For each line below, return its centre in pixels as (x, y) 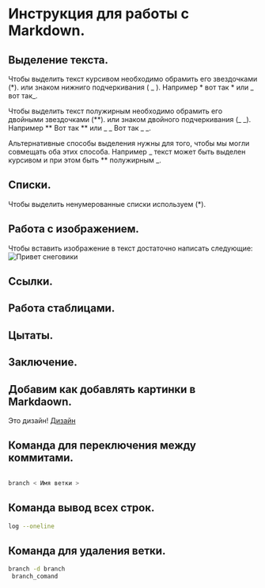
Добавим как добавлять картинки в (102, 389)
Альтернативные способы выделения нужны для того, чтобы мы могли (129, 143)
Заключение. (43, 363)
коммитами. (41, 458)
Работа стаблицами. (62, 309)
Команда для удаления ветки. (87, 550)
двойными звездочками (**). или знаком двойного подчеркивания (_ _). (130, 119)
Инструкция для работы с (99, 14)
